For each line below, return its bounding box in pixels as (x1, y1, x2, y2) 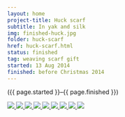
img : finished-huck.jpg (7, 29, 77, 37)
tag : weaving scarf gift (7, 56, 80, 63)
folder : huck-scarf (7, 36, 64, 43)
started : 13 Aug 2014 (7, 62, 71, 69)
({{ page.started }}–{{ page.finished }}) (7, 88, 119, 96)
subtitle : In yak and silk (7, 23, 86, 30)
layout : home (7, 10, 45, 17)
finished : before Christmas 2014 (7, 68, 105, 75)
